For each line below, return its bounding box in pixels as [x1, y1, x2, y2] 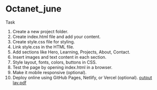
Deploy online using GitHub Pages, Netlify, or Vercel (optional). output [12, 75, 152, 80]
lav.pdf [12, 79, 27, 85]
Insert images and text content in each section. [12, 54, 107, 60]
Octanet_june [5, 3, 62, 14]
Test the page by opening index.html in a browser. [12, 64, 113, 70]
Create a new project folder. [12, 28, 68, 34]
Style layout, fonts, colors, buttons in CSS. [12, 59, 97, 65]
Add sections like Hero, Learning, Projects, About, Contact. [12, 49, 130, 55]
